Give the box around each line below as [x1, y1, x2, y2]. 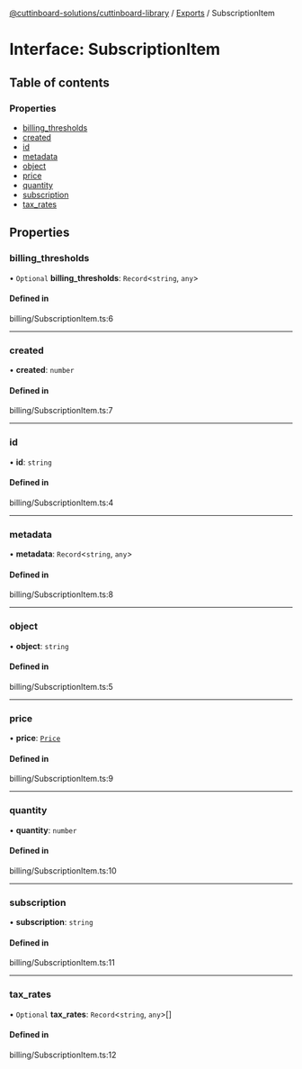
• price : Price [9, 733, 61, 744]
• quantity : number [9, 824, 77, 836]
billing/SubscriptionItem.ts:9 [9, 774, 114, 784]
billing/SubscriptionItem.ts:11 [9, 957, 115, 968]
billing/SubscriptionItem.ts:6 [9, 313, 114, 323]
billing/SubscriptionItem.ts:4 [9, 497, 114, 508]
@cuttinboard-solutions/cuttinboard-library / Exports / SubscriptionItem [9, 8, 276, 18]
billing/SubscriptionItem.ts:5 [9, 681, 114, 692]
